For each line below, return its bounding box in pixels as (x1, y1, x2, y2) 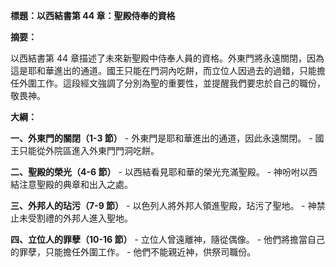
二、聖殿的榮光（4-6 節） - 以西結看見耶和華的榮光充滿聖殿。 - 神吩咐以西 (10, 166, 318, 178)
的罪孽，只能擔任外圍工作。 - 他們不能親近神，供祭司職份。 (10, 246, 257, 258)
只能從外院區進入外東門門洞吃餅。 (18, 145, 160, 156)
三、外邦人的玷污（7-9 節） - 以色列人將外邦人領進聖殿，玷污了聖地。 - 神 (10, 200, 317, 211)
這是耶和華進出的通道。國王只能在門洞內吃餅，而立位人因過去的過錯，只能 (10, 65, 317, 76)
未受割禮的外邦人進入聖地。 (18, 212, 133, 224)
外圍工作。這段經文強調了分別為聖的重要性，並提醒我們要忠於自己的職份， (18, 77, 326, 89)
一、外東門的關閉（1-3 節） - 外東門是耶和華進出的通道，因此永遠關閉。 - (10, 132, 313, 144)
